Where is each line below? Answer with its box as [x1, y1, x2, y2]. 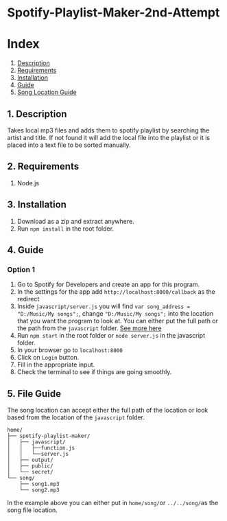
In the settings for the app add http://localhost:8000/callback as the [16, 288, 216, 296]
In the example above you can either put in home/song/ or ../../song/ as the [7, 499, 219, 507]
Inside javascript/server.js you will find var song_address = [16, 302, 191, 310]
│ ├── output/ [7, 456, 53, 464]
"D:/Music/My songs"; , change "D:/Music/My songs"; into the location [16, 310, 214, 318]
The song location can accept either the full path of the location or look [7, 406, 208, 415]
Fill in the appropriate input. [16, 360, 95, 369]
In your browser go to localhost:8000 [16, 346, 123, 354]
